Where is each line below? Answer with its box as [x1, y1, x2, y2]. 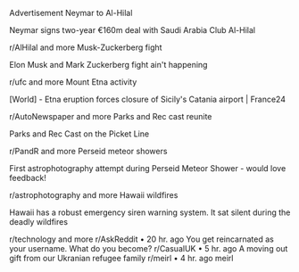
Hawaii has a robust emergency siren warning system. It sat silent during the [9, 207, 291, 218]
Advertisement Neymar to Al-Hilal [9, 8, 133, 18]
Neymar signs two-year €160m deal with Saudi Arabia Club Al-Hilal [9, 25, 256, 35]
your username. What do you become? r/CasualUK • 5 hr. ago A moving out [9, 243, 288, 253]
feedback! [9, 173, 46, 183]
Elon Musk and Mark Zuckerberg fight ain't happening [9, 60, 208, 70]
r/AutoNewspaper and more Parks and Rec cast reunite [9, 111, 212, 121]
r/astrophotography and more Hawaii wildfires [9, 190, 179, 200]
